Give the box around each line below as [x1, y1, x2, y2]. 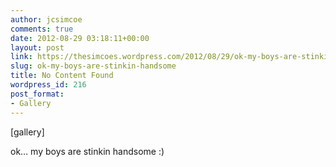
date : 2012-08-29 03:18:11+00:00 [10, 33, 150, 43]
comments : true [10, 24, 74, 34]
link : [10, 52, 33, 62]
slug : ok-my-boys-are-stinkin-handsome [10, 61, 177, 71]
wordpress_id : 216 [10, 80, 87, 90]
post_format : [10, 89, 65, 99]
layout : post [10, 42, 65, 53]
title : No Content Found [10, 71, 114, 81]
